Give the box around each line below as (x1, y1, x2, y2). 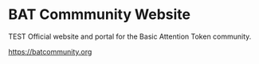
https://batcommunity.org (8, 47, 92, 56)
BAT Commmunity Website (8, 6, 191, 24)
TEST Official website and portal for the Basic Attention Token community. (8, 32, 252, 41)
